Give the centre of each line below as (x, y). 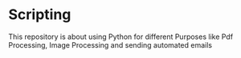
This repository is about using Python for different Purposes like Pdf (121, 37)
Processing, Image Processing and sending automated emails (110, 44)
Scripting (40, 15)
